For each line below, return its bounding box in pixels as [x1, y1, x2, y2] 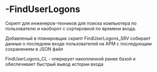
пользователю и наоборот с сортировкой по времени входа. [5, 25, 137, 31]
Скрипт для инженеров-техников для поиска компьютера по [5, 20, 137, 26]
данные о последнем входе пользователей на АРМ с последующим [5, 40, 152, 46]
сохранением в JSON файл [5, 46, 64, 52]
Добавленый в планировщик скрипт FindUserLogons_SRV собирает [5, 35, 151, 41]
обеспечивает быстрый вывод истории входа [5, 61, 104, 67]
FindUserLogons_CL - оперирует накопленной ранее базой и [5, 55, 136, 61]
